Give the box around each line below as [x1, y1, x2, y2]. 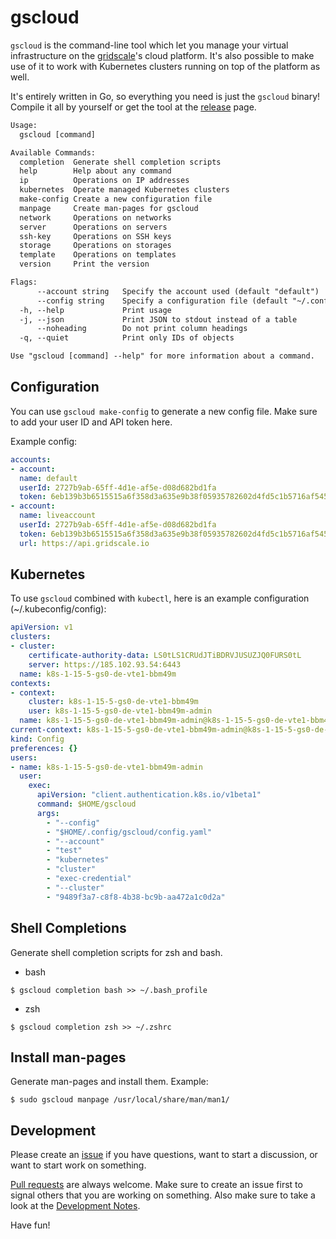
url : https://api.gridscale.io [19, 538, 150, 548]
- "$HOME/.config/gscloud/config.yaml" [46, 827, 213, 837]
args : [36, 808, 60, 818]
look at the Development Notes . [10, 1200, 141, 1212]
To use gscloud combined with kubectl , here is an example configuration [10, 592, 310, 605]
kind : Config [10, 734, 65, 744]
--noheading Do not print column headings [36, 324, 248, 334]
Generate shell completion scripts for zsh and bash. [10, 946, 223, 958]
